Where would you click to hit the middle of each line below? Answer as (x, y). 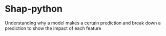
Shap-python (34, 9)
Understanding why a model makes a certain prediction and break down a (83, 23)
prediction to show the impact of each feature (53, 28)
